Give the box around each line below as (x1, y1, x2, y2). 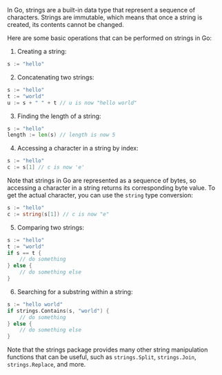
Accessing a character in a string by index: (17, 144, 139, 153)
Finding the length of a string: (17, 112, 101, 120)
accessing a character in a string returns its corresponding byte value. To (7, 184, 216, 192)
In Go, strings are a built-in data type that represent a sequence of (7, 6, 195, 14)
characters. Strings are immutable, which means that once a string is (7, 13, 203, 21)
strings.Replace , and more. (7, 360, 86, 369)
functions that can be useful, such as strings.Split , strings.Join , (7, 353, 196, 361)
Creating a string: (17, 48, 67, 55)
